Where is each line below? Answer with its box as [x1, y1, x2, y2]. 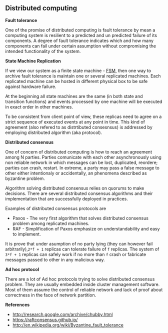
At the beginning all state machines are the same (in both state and [5, 93, 143, 99]
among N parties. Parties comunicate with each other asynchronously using [5, 154, 161, 160]
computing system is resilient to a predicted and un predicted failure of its [5, 32, 157, 38]
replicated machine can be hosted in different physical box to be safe [5, 78, 148, 84]
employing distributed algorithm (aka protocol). [5, 129, 102, 135]
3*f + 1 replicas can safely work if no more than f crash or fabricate [5, 251, 146, 257]
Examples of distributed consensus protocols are [5, 205, 106, 211]
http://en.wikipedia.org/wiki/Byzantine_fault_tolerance [12, 322, 124, 328]
